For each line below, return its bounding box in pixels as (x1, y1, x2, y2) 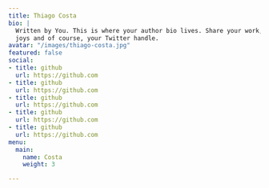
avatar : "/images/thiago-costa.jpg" (8, 42, 130, 50)
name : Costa (22, 153, 62, 161)
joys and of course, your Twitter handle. (15, 34, 159, 42)
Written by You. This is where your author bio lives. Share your (15, 26, 242, 34)
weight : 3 (22, 161, 56, 169)
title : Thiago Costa (8, 11, 78, 20)
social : (8, 57, 34, 65)
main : (15, 146, 34, 154)
